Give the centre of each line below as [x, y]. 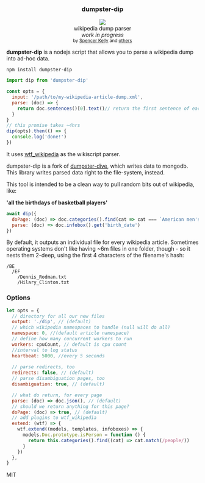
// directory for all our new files [58, 316]
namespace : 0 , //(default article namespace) [71, 333]
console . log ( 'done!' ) [39, 137]
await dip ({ [21, 213]
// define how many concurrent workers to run [72, 339]
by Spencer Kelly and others [103, 41]
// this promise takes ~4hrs [43, 126]
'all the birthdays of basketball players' [57, 202]
